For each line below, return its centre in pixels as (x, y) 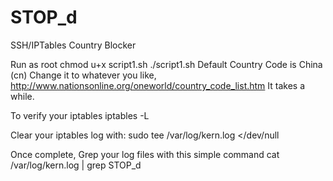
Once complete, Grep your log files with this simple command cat (145, 154)
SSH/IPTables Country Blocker (73, 45)
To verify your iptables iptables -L (80, 115)
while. (22, 96)
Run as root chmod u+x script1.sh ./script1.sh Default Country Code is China (166, 64)
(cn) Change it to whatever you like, (83, 75)
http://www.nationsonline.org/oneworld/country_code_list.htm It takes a (158, 85)
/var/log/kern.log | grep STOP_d (76, 165)
